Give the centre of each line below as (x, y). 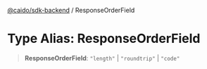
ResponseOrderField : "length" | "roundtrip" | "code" (102, 58)
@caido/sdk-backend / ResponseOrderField (71, 10)
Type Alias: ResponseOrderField (104, 39)
